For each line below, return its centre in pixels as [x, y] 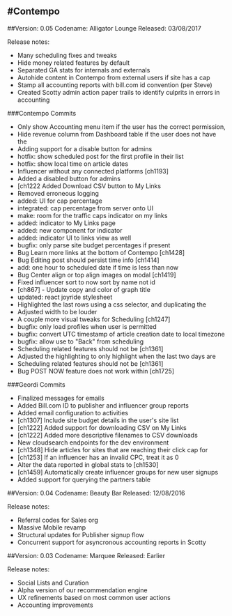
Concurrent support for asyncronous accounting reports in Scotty [112, 542]
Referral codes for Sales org [58, 520]
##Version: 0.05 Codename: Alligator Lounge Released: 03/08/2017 [105, 28]
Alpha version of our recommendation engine [82, 590]
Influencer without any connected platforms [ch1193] [93, 171]
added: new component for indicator [70, 230]
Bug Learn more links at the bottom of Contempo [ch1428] [101, 252]
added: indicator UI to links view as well [74, 238]
